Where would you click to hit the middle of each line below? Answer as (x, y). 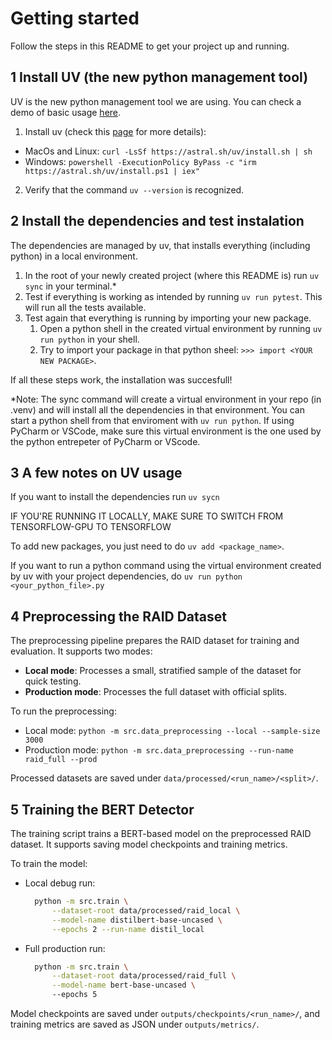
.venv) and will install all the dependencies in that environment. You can (158, 409)
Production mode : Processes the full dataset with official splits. (156, 692)
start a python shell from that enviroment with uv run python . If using (152, 420)
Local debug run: (60, 883)
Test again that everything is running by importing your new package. (168, 318)
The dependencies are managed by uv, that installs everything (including (160, 245)
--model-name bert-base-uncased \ (123, 985)
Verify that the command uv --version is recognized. (134, 189)
